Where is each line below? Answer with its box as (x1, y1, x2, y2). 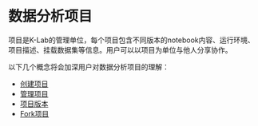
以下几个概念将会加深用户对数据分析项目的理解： (8, 61, 169, 72)
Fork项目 (19, 108, 50, 118)
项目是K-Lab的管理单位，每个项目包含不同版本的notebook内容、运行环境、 (8, 35, 255, 45)
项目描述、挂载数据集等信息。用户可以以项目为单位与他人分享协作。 (8, 45, 232, 54)
